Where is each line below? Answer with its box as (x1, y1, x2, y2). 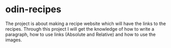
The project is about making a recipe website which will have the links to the (5, 20, 166, 27)
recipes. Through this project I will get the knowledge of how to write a (5, 26, 155, 32)
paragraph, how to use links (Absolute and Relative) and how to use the (5, 31, 156, 37)
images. (5, 37, 22, 43)
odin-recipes (5, 4, 61, 15)
